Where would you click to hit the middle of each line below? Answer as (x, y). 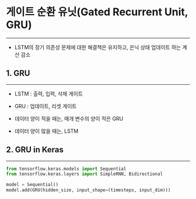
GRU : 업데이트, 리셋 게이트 (45, 106)
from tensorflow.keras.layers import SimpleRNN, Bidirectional (85, 174)
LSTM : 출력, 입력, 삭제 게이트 (49, 94)
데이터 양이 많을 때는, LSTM (46, 131)
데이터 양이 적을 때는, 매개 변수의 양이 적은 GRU (69, 118)
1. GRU (18, 73)
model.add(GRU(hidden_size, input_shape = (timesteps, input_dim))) (88, 190)
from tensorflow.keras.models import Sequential (66, 169)
